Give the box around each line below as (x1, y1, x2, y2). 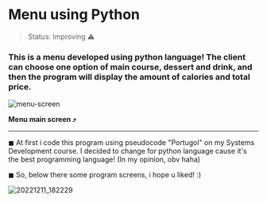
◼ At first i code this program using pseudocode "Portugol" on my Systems (8, 138, 255, 147)
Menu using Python (8, 6, 141, 24)
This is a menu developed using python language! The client (8, 51, 246, 63)
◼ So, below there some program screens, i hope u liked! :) (8, 170, 202, 180)
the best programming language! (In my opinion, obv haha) (8, 154, 201, 164)
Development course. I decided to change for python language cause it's (8, 147, 248, 156)
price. (8, 81, 32, 92)
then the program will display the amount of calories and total (8, 71, 250, 82)
